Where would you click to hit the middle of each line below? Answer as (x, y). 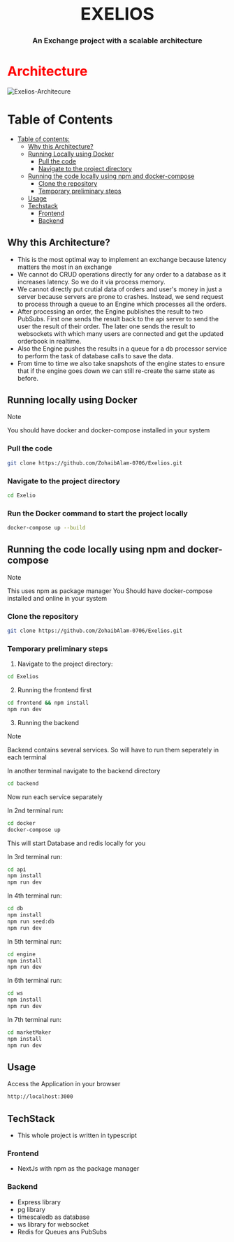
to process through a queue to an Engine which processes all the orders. (122, 304)
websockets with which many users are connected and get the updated (120, 333)
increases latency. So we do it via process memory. (91, 282)
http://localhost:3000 (40, 1097)
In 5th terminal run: (35, 941)
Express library (39, 1202)
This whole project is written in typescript (77, 1135)
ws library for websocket (53, 1224)
